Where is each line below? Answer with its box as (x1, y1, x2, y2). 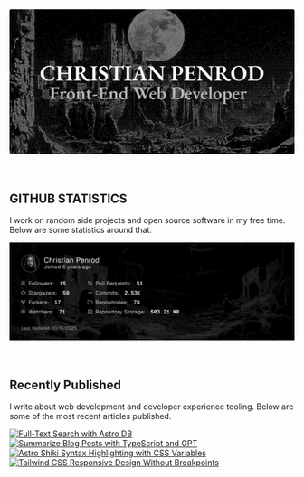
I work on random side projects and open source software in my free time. (9, 215, 286, 226)
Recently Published (9, 377, 122, 392)
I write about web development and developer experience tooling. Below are (9, 401, 294, 412)
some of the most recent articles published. (9, 411, 172, 422)
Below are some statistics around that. (9, 225, 152, 236)
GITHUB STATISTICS (9, 191, 128, 206)
